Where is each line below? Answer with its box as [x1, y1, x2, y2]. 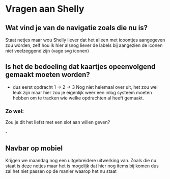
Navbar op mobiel [5, 144, 63, 152]
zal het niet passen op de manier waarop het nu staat [5, 168, 117, 174]
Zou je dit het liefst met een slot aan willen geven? [5, 119, 110, 125]
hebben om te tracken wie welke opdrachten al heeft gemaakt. [12, 95, 144, 101]
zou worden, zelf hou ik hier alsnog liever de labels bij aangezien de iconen [5, 42, 163, 48]
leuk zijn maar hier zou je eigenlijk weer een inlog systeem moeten [12, 89, 152, 95]
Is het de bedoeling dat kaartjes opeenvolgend [5, 62, 156, 71]
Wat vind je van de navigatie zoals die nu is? [5, 23, 148, 32]
